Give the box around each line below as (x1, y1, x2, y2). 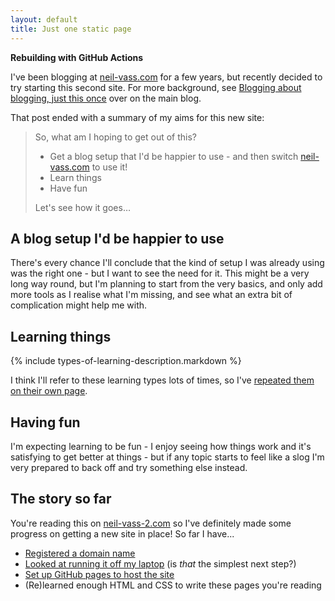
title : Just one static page (10, 24, 132, 34)
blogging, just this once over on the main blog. (10, 92, 202, 104)
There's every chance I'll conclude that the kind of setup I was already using (10, 257, 325, 269)
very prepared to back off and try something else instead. (10, 461, 248, 473)
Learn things (49, 171, 102, 183)
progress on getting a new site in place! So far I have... (10, 527, 235, 540)
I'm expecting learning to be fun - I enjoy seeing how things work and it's (10, 440, 312, 452)
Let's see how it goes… (34, 201, 131, 213)
